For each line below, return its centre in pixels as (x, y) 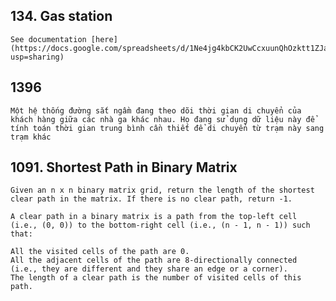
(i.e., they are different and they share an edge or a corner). (149, 269)
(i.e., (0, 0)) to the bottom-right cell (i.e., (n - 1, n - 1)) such (160, 225)
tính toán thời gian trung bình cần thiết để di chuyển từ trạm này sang (167, 128)
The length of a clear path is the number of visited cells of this (156, 278)
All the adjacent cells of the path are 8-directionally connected (154, 260)
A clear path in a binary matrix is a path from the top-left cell (154, 217)
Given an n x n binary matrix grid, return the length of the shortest (162, 190)
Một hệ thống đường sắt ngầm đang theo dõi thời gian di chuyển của (156, 110)
